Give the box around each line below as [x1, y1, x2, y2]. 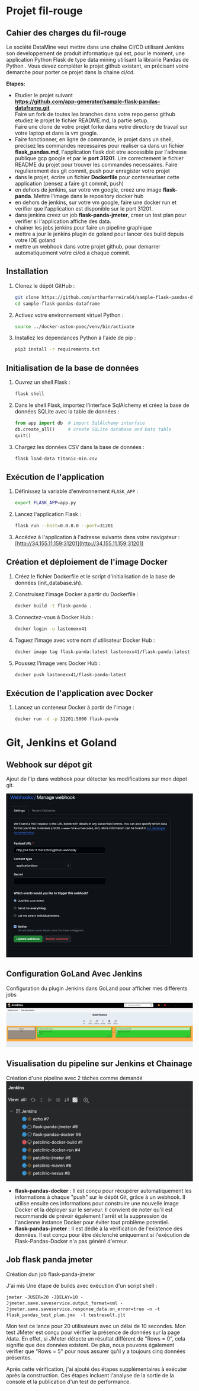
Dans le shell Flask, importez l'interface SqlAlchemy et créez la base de [14, 402, 190, 409]
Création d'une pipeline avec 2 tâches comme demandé [6, 1074, 143, 1081]
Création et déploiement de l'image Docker [6, 557, 168, 567]
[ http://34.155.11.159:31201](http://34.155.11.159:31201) [14, 540, 144, 547]
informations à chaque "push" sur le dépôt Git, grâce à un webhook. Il [14, 1193, 185, 1201]
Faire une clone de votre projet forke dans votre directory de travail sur [14, 123, 188, 130]
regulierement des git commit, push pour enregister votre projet [14, 167, 171, 174]
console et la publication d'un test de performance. [6, 1378, 131, 1385]
